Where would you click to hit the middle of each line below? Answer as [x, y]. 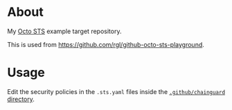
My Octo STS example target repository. [64, 31]
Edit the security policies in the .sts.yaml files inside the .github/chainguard [116, 91]
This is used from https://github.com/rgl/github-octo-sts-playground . [106, 44]
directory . [21, 99]
